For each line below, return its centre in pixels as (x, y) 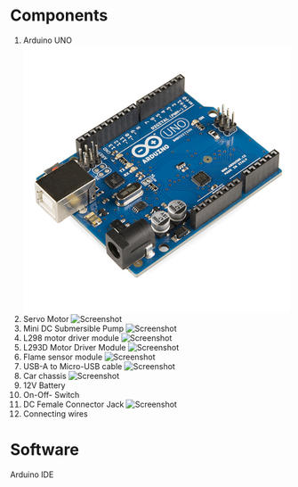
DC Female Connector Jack (73, 404)
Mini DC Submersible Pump (73, 329)
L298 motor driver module (71, 338)
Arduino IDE (32, 475)
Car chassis (44, 376)
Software (44, 450)
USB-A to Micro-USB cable (72, 367)
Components (59, 16)
